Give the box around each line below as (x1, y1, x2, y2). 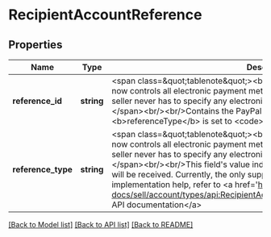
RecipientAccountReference (8, 6, 202, 24)
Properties (8, 38, 63, 52)
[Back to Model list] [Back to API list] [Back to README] (8, 220, 194, 229)
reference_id (12, 95, 63, 106)
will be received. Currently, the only (111, 169, 246, 180)
